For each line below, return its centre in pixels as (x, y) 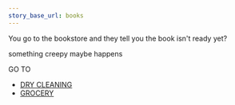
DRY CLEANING (46, 84)
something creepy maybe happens (66, 53)
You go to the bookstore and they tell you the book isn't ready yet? (118, 38)
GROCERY (37, 93)
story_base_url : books (46, 16)
